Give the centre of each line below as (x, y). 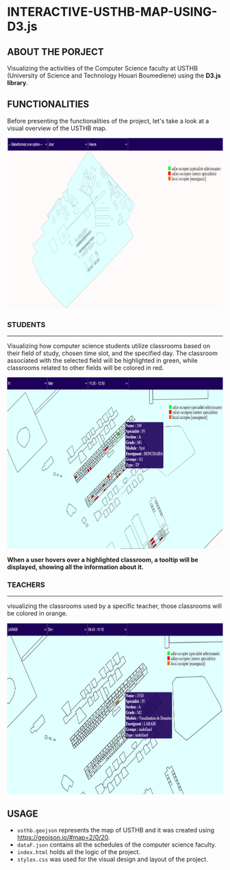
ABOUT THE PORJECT (55, 52)
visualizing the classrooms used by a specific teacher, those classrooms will (115, 606)
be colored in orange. (37, 614)
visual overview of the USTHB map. (57, 128)
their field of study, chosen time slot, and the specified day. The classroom (112, 353)
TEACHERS (26, 585)
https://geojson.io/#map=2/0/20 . (64, 838)
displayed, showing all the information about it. (75, 567)
